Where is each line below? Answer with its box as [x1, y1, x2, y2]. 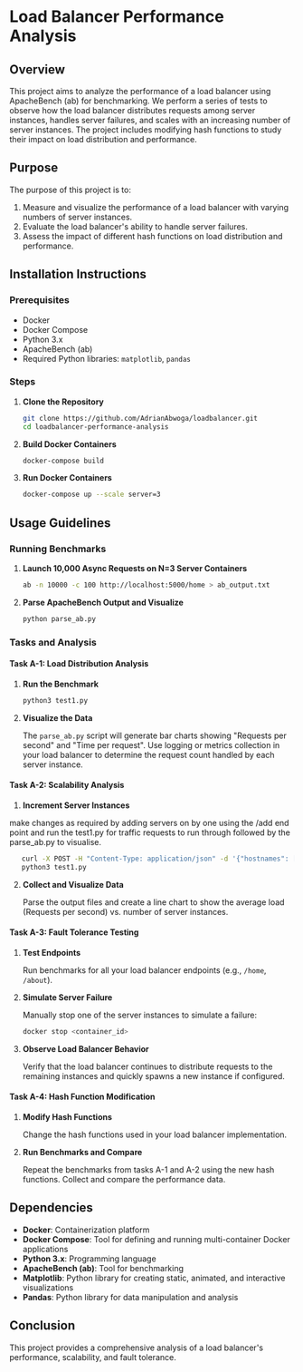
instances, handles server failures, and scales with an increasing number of [9, 115, 291, 125]
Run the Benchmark [22, 678, 99, 689]
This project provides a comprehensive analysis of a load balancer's [9, 1342, 264, 1353]
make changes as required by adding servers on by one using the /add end [9, 817, 289, 828]
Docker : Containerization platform [22, 1224, 150, 1235]
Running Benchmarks [9, 542, 107, 555]
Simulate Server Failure [22, 991, 113, 1003]
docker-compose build [22, 456, 104, 465]
